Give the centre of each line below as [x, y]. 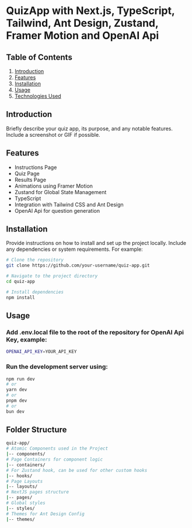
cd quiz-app [20, 282]
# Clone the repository [35, 260]
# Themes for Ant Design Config [45, 514]
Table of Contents [39, 57]
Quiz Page [27, 173]
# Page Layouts [25, 481]
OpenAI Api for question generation [57, 210]
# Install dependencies [35, 292]
